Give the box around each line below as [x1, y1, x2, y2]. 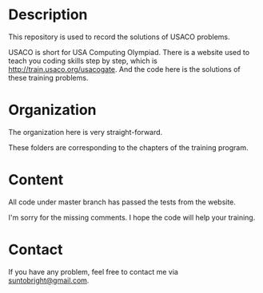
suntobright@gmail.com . [8, 275, 90, 285]
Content [8, 171, 64, 189]
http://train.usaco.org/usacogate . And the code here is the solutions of [8, 64, 241, 73]
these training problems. [8, 73, 89, 82]
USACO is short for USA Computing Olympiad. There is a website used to [8, 47, 250, 57]
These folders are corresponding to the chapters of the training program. [8, 142, 249, 152]
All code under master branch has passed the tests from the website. [8, 197, 236, 207]
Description [8, 6, 88, 24]
